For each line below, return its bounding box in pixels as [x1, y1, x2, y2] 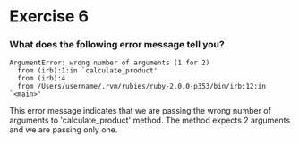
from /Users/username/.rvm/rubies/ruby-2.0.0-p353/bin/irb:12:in [17, 82, 267, 91]
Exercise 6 [9, 6, 90, 27]
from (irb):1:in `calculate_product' [17, 66, 158, 75]
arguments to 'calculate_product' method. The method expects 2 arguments [9, 114, 291, 126]
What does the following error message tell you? [9, 38, 226, 51]
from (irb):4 [17, 74, 66, 83]
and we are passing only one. [9, 124, 118, 135]
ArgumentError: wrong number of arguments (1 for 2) [9, 58, 210, 68]
